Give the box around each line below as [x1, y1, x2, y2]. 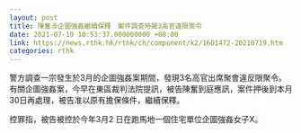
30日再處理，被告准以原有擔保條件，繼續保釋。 [9, 95, 185, 106]
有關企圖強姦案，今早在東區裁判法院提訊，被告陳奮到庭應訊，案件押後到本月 [9, 84, 293, 94]
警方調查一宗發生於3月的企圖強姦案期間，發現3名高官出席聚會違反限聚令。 [9, 73, 288, 84]
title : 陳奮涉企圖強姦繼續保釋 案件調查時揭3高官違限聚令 [9, 22, 202, 31]
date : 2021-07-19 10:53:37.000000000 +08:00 [9, 30, 179, 39]
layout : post [9, 13, 58, 22]
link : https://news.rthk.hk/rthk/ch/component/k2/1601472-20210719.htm [9, 38, 283, 48]
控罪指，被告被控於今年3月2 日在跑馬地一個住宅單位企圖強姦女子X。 [9, 114, 263, 125]
